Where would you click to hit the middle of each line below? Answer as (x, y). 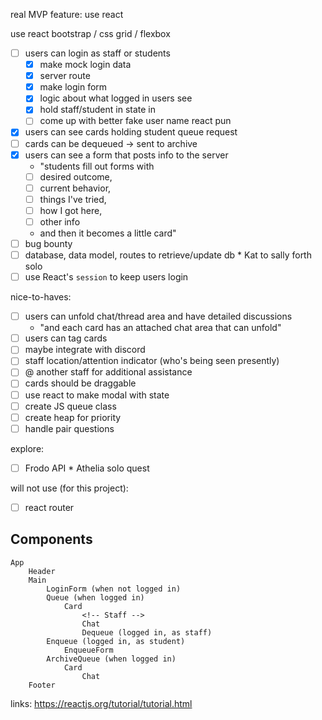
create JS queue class (70, 406)
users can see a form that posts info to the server (126, 155)
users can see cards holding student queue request (131, 132)
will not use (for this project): (69, 488)
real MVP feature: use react (67, 14)
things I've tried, (73, 199)
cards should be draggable (80, 383)
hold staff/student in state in (97, 110)
